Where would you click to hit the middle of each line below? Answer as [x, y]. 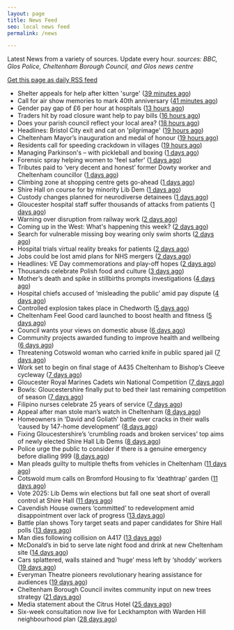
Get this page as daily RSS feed [52, 80]
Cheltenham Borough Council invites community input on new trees [114, 590]
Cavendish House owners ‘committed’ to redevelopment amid [106, 508]
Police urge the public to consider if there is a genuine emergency [112, 449]
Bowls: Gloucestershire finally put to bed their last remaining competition [122, 390]
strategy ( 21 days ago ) [49, 597]
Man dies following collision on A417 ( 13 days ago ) [89, 538]
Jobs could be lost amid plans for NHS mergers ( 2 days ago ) [104, 256]
